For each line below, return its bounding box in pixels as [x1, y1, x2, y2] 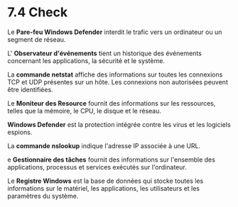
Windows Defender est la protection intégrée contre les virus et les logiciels [7, 120, 231, 128]
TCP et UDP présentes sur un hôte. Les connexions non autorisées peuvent [7, 77, 229, 86]
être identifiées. [7, 85, 53, 94]
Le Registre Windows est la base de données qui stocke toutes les [7, 177, 204, 185]
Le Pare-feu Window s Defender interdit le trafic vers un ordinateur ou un [7, 28, 222, 36]
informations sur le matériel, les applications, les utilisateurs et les [7, 184, 200, 192]
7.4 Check [7, 4, 68, 21]
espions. [7, 128, 33, 136]
